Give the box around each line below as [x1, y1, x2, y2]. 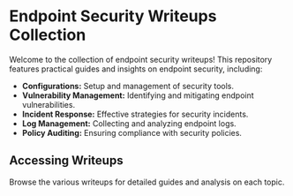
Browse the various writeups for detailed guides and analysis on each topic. [9, 177, 285, 187]
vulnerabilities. [21, 99, 76, 109]
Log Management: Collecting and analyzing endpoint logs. [21, 117, 237, 129]
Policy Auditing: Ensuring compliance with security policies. [21, 127, 243, 138]
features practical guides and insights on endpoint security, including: [9, 64, 263, 74]
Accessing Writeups [9, 153, 124, 169]
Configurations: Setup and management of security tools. [21, 80, 235, 91]
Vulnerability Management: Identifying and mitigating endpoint [21, 90, 254, 101]
